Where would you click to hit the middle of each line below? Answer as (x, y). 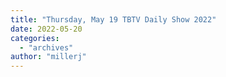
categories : (35, 38)
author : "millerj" (48, 57)
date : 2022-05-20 (46, 29)
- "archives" (46, 47)
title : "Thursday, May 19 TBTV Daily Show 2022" (113, 19)
